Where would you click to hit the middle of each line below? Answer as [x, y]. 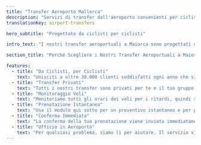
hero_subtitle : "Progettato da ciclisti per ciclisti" [76, 33]
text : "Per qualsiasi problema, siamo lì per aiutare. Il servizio [103, 132]
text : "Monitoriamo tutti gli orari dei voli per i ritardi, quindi [104, 99]
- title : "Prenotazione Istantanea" [57, 105]
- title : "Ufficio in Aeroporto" [53, 127]
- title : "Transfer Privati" [48, 82]
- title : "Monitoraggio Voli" [49, 94]
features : [19, 66]
